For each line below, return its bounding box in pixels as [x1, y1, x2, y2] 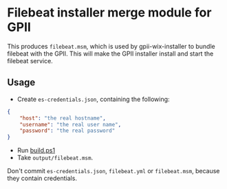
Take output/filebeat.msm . [17, 153, 94, 162]
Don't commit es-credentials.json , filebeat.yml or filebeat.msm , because [7, 167, 220, 175]
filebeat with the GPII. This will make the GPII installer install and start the [7, 49, 214, 58]
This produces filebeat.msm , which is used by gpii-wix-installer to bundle [7, 42, 215, 50]
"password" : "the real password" [19, 127, 116, 135]
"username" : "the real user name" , [19, 121, 122, 128]
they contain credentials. [7, 174, 78, 183]
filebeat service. [7, 56, 53, 65]
